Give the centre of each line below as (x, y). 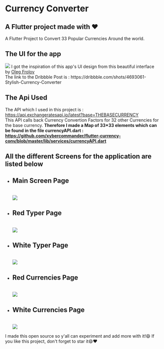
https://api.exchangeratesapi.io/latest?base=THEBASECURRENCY (72, 115)
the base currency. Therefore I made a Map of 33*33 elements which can (81, 125)
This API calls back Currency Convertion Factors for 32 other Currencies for (82, 120)
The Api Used (26, 98)
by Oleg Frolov (20, 71)
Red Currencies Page (45, 277)
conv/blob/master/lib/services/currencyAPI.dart (56, 141)
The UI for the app (33, 54)
